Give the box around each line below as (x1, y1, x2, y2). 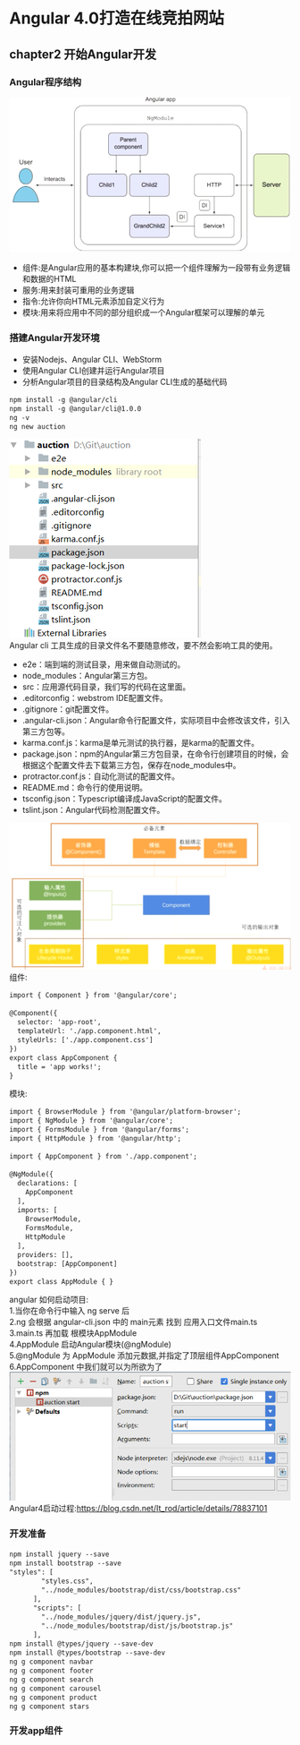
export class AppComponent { (9, 1054, 118, 1063)
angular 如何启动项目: (9, 1295, 89, 1305)
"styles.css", (41, 1577, 94, 1586)
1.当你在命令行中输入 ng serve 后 (9, 1305, 130, 1316)
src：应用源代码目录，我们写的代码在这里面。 (21, 681, 191, 692)
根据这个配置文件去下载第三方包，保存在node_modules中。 (21, 759, 241, 770)
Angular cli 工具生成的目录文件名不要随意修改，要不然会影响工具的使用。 (9, 639, 278, 650)
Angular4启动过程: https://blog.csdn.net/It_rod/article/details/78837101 (9, 1503, 268, 1514)
